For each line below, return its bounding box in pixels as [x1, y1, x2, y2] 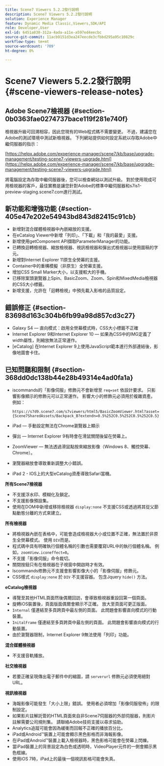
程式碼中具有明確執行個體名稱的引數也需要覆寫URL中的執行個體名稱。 [12, 543, 154, 549]
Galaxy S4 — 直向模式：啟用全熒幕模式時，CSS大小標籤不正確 [12, 325, 139, 331]
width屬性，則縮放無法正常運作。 [12, 337, 80, 343]
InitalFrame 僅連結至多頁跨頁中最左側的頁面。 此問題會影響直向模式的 [12, 619, 155, 625]
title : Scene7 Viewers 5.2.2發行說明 [5, 7, 79, 12]
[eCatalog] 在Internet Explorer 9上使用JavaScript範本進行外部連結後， [12, 344, 154, 350]
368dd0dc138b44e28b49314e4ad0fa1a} [5, 373, 134, 382]
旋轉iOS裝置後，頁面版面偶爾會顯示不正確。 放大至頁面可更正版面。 [12, 601, 149, 607]
